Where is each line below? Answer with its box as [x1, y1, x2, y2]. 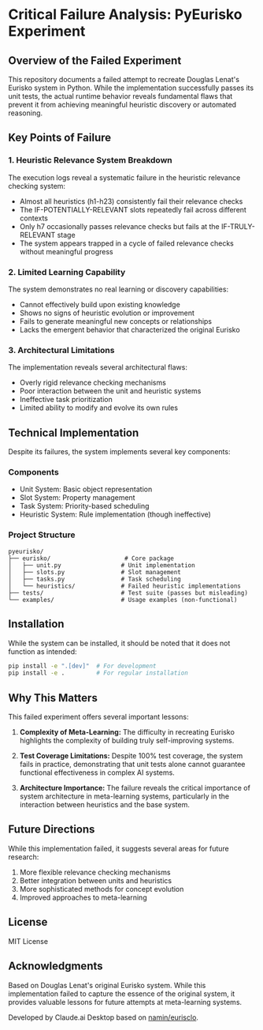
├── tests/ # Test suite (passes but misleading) [8, 588, 248, 597]
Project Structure [8, 529, 76, 540]
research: [8, 851, 39, 862]
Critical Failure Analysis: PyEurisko [8, 6, 243, 24]
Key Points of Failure [8, 131, 112, 145]
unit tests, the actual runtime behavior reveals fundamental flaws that [8, 92, 233, 100]
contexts [19, 213, 49, 223]
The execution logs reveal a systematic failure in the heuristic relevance [8, 172, 241, 182]
